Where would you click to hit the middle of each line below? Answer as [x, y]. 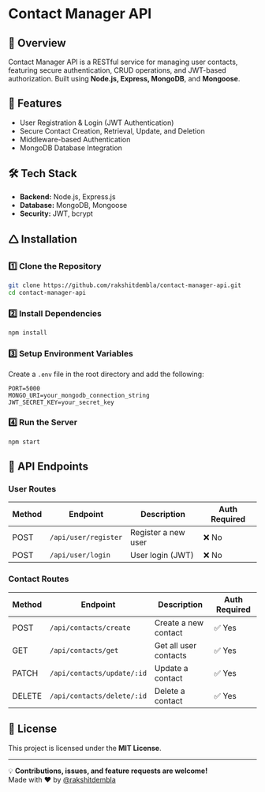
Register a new [157, 533]
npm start [24, 442]
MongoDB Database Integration [71, 148]
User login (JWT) [162, 556]
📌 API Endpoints [49, 467]
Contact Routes [39, 579]
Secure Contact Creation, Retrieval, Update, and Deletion [112, 130]
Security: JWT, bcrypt [56, 213]
